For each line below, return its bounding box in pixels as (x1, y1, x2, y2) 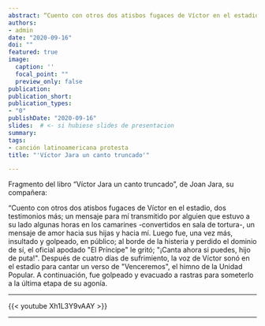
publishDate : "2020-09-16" (8, 114, 97, 122)
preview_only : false (15, 77, 83, 85)
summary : (8, 129, 37, 137)
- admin (8, 26, 34, 34)
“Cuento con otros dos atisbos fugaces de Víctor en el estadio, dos (8, 203, 226, 213)
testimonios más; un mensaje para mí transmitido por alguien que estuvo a (8, 212, 250, 221)
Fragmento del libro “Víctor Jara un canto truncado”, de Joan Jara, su (8, 179, 234, 189)
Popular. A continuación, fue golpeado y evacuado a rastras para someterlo (8, 270, 254, 280)
